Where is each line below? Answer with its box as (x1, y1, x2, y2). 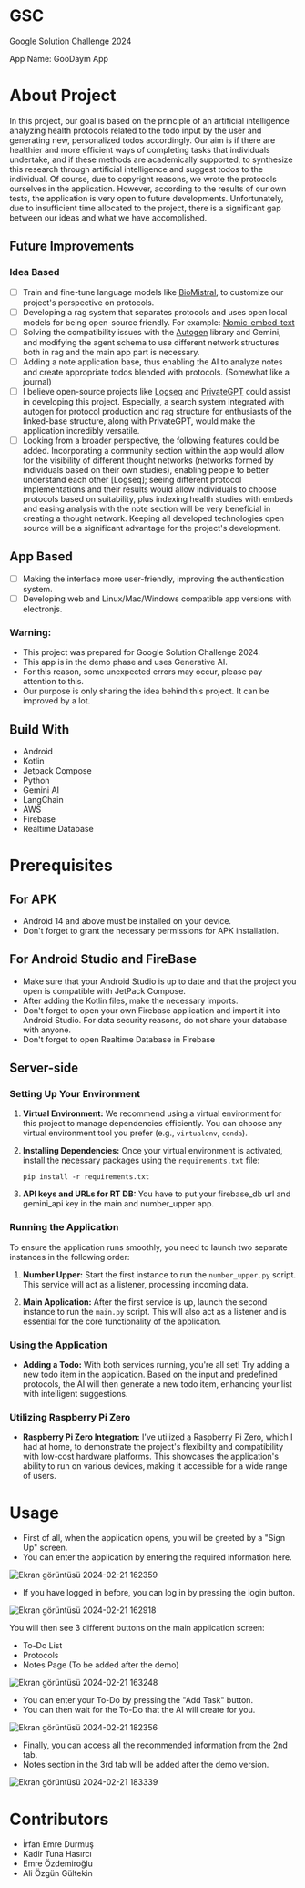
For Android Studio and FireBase (9, 951, 198, 967)
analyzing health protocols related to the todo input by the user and (9, 125, 262, 136)
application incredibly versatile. (22, 425, 140, 436)
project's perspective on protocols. (22, 297, 155, 308)
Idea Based (9, 266, 60, 279)
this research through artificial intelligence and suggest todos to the (9, 163, 264, 174)
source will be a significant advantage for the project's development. (22, 522, 280, 533)
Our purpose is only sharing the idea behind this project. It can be (22, 685, 269, 697)
